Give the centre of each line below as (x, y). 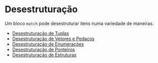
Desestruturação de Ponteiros (43, 49)
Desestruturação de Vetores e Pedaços (53, 39)
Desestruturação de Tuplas (40, 33)
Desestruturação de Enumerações (48, 44)
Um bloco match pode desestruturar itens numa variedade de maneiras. (79, 23)
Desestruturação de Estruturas (44, 55)
